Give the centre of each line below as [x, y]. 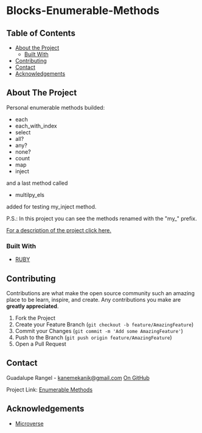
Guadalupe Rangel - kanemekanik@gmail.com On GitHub [78, 378]
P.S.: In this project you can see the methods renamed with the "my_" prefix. [102, 218]
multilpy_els [30, 195]
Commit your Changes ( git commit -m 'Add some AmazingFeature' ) [99, 331]
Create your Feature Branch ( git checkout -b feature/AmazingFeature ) [104, 324]
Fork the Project [35, 318]
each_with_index [36, 126]
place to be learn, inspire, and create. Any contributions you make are [94, 299]
